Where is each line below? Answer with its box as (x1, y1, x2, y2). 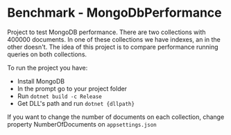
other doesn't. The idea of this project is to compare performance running (7, 42, 219, 51)
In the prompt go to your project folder (17, 84, 127, 93)
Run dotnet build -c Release (17, 92, 102, 100)
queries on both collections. (7, 50, 87, 58)
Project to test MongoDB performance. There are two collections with (7, 28, 206, 36)
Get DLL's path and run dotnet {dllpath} (17, 99, 135, 107)
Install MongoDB (17, 77, 65, 85)
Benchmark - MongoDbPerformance (7, 5, 222, 21)
